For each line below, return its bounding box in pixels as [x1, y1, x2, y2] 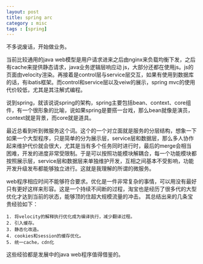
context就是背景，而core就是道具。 [6, 114, 95, 122]
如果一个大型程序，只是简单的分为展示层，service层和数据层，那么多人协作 [6, 134, 195, 142]
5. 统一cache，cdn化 [6, 240, 54, 246]
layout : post [6, 8, 39, 15]
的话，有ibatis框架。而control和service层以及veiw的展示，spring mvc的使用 [6, 79, 195, 86]
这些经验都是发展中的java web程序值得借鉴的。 [6, 251, 124, 258]
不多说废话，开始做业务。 [6, 43, 70, 50]
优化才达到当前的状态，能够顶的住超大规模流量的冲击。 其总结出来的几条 [6, 193, 188, 200]
